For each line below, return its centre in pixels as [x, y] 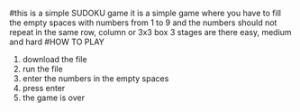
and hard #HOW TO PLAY [57, 42]
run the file [42, 69]
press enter [44, 88]
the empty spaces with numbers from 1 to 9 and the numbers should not [143, 23]
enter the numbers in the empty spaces [95, 79]
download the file [55, 59]
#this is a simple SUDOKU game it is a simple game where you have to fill [145, 13]
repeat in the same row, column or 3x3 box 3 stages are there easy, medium [150, 32]
